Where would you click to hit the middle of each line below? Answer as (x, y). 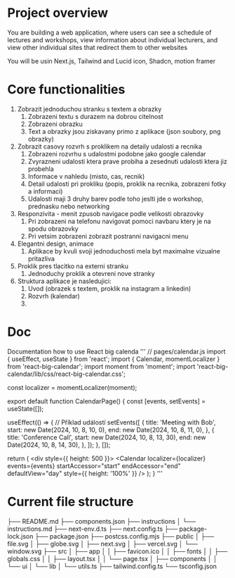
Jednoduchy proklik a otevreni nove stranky (92, 273)
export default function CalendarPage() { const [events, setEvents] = (107, 401)
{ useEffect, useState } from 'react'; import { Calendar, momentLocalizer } (114, 359)
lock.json (20, 536)
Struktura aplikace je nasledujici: (64, 281)
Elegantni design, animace (55, 244)
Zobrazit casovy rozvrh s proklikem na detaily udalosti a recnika (109, 146)
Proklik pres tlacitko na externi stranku (73, 266)
